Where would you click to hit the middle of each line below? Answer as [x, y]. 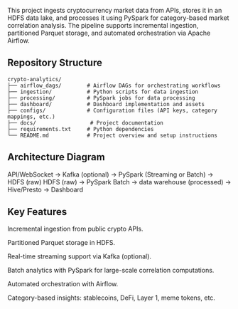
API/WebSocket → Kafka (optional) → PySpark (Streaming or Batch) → [110, 174]
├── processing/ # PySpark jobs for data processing [101, 98]
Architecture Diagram [56, 157]
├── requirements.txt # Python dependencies [81, 129]
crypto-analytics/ [34, 79]
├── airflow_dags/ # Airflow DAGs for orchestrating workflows [114, 85]
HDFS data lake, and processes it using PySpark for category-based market [118, 18]
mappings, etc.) [31, 117]
